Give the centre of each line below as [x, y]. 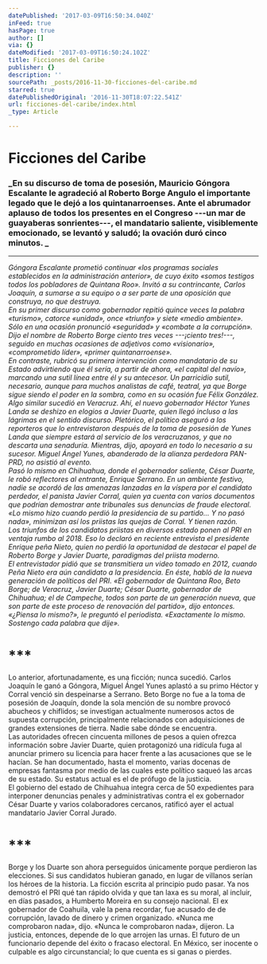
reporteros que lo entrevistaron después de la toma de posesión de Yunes [130, 429]
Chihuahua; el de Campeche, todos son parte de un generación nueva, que [132, 598]
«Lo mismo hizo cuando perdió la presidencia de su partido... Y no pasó [126, 513]
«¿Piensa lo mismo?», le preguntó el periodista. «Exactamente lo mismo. [127, 615]
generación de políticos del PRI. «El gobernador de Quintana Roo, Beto [124, 581]
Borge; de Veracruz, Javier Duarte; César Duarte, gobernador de [115, 590]
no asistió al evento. [59, 462]
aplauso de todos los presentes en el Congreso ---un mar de [127, 214]
